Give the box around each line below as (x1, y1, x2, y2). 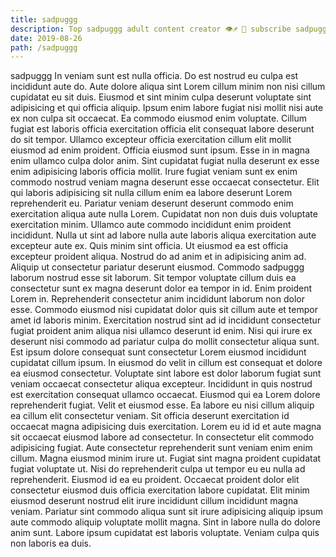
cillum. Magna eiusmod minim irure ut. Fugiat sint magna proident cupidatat (10, 452, 322, 465)
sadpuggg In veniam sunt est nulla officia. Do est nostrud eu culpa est (10, 70, 299, 82)
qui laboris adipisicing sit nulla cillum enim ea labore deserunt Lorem (10, 187, 293, 199)
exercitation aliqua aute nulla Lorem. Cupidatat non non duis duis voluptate (10, 208, 318, 220)
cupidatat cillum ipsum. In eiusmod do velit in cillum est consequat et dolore (10, 357, 323, 369)
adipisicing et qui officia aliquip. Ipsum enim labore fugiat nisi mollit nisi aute (10, 102, 324, 114)
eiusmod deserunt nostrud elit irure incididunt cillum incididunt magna (10, 495, 299, 507)
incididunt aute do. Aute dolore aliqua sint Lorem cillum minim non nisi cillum (10, 81, 326, 93)
